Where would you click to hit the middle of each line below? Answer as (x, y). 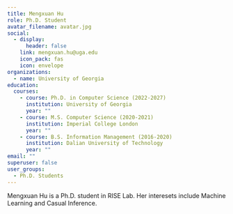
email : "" (22, 156)
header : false (46, 46)
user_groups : (26, 169)
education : (23, 85)
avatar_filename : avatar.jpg (49, 26)
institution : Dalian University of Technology (94, 144)
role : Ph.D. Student (37, 20)
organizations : (29, 72)
